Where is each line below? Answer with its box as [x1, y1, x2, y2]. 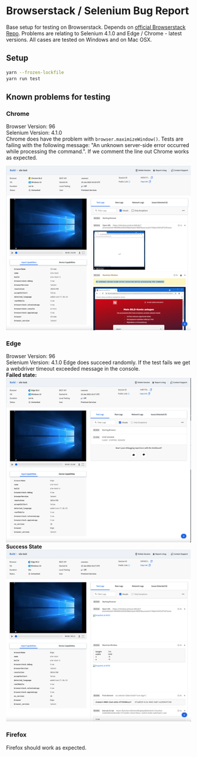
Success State [6, 543, 42, 550]
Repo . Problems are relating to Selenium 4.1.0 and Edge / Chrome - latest [6, 29, 182, 36]
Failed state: [6, 372, 37, 379]
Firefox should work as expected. [6, 744, 87, 751]
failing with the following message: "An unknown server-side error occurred [6, 142, 189, 149]
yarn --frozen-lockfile [6, 69, 64, 75]
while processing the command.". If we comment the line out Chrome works [6, 148, 189, 155]
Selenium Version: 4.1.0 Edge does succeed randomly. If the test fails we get [6, 359, 191, 366]
